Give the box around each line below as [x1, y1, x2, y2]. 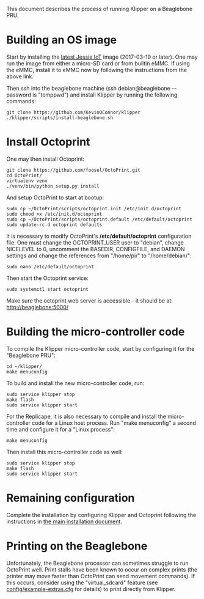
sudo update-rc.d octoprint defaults [6, 221, 103, 228]
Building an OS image [6, 33, 117, 47]
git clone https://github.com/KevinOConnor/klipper [6, 109, 140, 116]
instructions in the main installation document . [6, 518, 122, 525]
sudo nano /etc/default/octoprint [6, 263, 95, 270]
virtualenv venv [6, 177, 48, 184]
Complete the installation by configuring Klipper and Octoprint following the [6, 511, 197, 518]
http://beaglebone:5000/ [6, 303, 69, 311]
